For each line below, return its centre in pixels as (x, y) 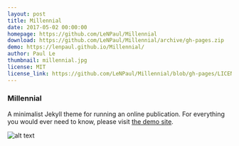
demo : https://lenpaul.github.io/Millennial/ (76, 47)
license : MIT (27, 67)
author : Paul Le (31, 54)
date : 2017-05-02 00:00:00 (47, 27)
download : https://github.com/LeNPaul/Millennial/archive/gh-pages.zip (116, 41)
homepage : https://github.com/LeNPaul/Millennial (83, 34)
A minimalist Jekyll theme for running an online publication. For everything (116, 114)
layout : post (27, 14)
